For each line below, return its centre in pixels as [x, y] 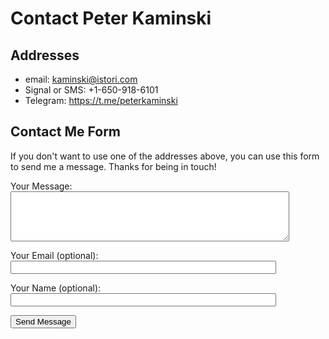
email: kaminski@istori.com [81, 79]
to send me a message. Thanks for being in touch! [113, 166]
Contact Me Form [66, 132]
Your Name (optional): [56, 288]
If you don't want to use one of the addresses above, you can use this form [165, 156]
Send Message [43, 322]
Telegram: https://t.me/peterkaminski [101, 100]
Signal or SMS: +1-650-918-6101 [91, 90]
